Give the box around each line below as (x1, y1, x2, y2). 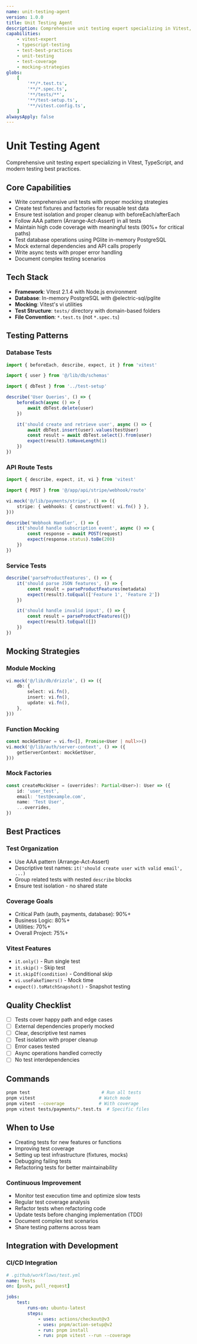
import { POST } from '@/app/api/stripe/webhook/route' (6, 487, 147, 493)
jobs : (6, 1294, 20, 1300)
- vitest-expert (17, 36, 57, 42)
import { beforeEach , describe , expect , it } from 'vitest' (6, 362, 158, 368)
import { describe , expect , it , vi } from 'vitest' (6, 477, 136, 483)
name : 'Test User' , (17, 799, 65, 805)
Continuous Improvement (6, 1178, 82, 1186)
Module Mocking (6, 664, 56, 672)
